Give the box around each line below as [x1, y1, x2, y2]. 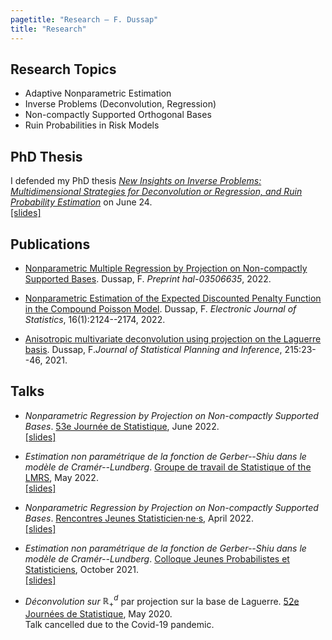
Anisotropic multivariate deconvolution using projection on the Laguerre [24, 332, 322, 345]
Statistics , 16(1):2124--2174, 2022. [24, 313, 166, 325]
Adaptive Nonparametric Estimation [24, 87, 172, 100]
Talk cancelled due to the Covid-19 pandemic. [24, 619, 215, 631]
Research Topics [10, 61, 117, 78]
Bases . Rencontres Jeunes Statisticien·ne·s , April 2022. [24, 512, 254, 524]
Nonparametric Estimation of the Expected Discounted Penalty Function [24, 292, 322, 304]
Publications [10, 236, 91, 253]
